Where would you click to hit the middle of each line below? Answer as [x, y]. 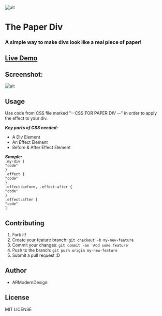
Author [16, 271]
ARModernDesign [29, 282]
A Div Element [26, 137]
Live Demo [21, 58]
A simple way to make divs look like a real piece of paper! [73, 42]
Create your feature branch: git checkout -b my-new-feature [73, 240]
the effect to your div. [26, 118]
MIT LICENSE [18, 309]
